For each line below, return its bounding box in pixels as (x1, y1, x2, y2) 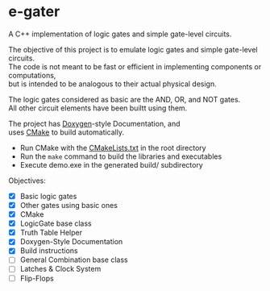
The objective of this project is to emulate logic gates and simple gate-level (8, 44, 258, 54)
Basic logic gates (19, 191, 77, 201)
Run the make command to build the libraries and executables (19, 152, 222, 161)
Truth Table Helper (19, 228, 83, 238)
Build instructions (19, 246, 78, 256)
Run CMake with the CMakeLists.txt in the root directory (19, 143, 207, 152)
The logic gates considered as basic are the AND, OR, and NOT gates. (8, 94, 241, 104)
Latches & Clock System (19, 264, 102, 274)
